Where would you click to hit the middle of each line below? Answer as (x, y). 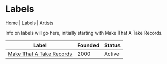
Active (112, 54)
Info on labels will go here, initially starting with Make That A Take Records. (84, 33)
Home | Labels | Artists (29, 23)
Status (112, 45)
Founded (88, 45)
